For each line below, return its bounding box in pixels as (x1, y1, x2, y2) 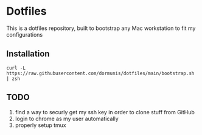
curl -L (6, 65, 26, 71)
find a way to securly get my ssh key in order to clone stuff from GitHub (15, 108, 195, 115)
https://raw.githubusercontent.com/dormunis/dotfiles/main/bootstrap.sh (6, 70, 195, 76)
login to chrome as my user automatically (15, 115, 119, 122)
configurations (6, 31, 43, 38)
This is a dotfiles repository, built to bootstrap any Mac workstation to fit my (6, 24, 196, 32)
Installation (6, 49, 50, 59)
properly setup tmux (15, 121, 66, 129)
